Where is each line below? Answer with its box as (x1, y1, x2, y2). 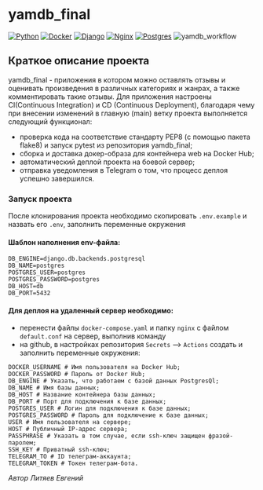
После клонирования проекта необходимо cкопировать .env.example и (8, 211, 247, 221)
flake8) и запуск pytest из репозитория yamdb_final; (19, 140, 193, 150)
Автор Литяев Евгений (8, 474, 84, 483)
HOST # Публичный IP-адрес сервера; (8, 426, 128, 433)
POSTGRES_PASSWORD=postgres (8, 276, 100, 283)
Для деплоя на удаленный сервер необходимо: (8, 305, 174, 315)
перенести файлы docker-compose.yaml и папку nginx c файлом (19, 324, 229, 333)
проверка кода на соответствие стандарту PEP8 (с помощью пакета (19, 132, 251, 141)
